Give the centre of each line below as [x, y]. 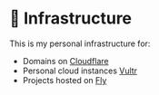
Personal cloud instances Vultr [80, 71]
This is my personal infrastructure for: [80, 43]
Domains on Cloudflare [65, 61]
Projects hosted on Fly [65, 80]
